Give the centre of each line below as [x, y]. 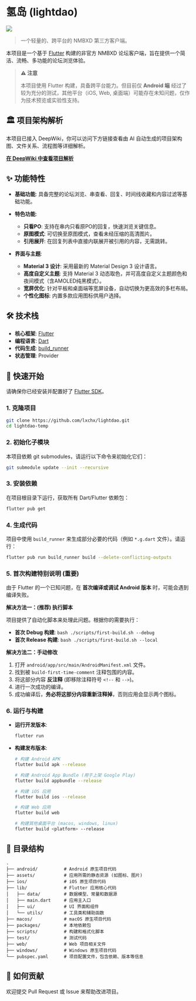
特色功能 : [26, 214]
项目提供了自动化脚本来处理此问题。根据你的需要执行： [73, 620]
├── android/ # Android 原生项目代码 [61, 869]
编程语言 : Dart [31, 341]
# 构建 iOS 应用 [33, 791]
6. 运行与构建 [25, 711]
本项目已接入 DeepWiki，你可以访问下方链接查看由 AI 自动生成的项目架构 [94, 138]
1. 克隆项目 [21, 408]
